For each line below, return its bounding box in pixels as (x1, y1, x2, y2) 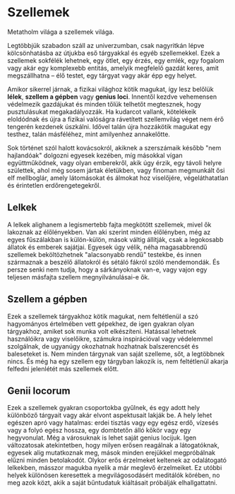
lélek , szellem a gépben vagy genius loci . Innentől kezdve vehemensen (7, 92, 217, 101)
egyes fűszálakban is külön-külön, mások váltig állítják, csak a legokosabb (7, 235, 224, 243)
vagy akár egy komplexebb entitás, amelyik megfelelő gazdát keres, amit (7, 64, 219, 72)
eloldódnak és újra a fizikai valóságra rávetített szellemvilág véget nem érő (7, 114, 224, 123)
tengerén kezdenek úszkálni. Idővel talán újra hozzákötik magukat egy (7, 122, 212, 131)
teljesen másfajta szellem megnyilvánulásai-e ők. (7, 272, 150, 281)
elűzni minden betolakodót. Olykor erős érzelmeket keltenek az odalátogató (7, 456, 227, 464)
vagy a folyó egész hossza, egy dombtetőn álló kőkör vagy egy (7, 426, 191, 435)
